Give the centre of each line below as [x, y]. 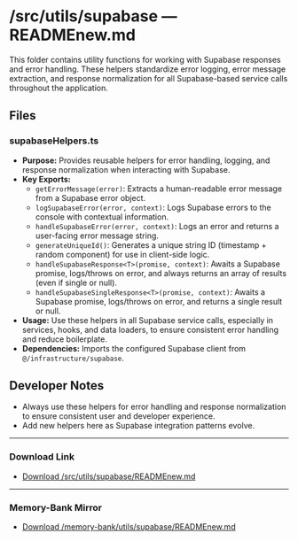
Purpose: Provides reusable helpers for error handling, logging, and [146, 160]
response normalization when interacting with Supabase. [126, 169]
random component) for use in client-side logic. [122, 254]
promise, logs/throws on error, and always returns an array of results [161, 273]
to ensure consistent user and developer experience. [118, 416]
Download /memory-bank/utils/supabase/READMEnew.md [129, 527]
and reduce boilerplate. [65, 339]
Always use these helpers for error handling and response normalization [154, 407]
